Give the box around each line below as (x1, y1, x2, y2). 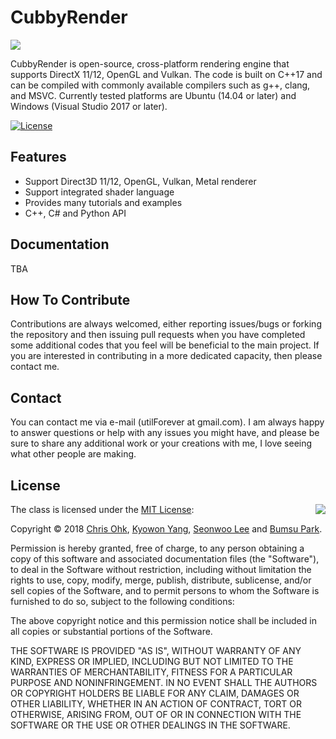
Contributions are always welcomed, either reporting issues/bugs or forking (10, 318, 322, 330)
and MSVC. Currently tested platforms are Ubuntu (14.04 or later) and (10, 89, 297, 101)
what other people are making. (10, 448, 137, 460)
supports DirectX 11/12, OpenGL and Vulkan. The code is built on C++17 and (10, 68, 323, 80)
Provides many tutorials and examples (24, 196, 183, 208)
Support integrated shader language (24, 186, 175, 198)
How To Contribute (10, 291, 131, 308)
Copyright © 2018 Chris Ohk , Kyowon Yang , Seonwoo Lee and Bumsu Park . (10, 523, 323, 535)
